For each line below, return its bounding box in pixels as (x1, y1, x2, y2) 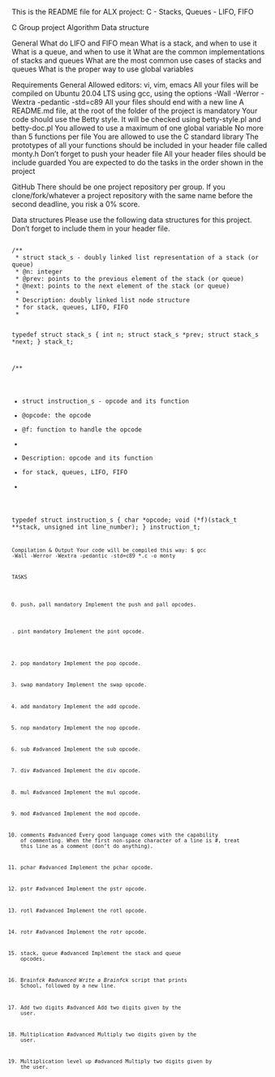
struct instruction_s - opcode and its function (22, 397, 190, 405)
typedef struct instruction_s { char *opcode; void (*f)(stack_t (11, 516, 237, 525)
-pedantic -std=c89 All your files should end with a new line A (37, 97, 244, 106)
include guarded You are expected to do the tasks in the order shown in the (11, 158, 264, 167)
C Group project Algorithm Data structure (11, 23, 149, 32)
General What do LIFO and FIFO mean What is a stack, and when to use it (11, 38, 257, 48)
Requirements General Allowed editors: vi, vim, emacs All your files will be (11, 80, 259, 89)
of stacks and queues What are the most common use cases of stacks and (11, 56, 262, 65)
